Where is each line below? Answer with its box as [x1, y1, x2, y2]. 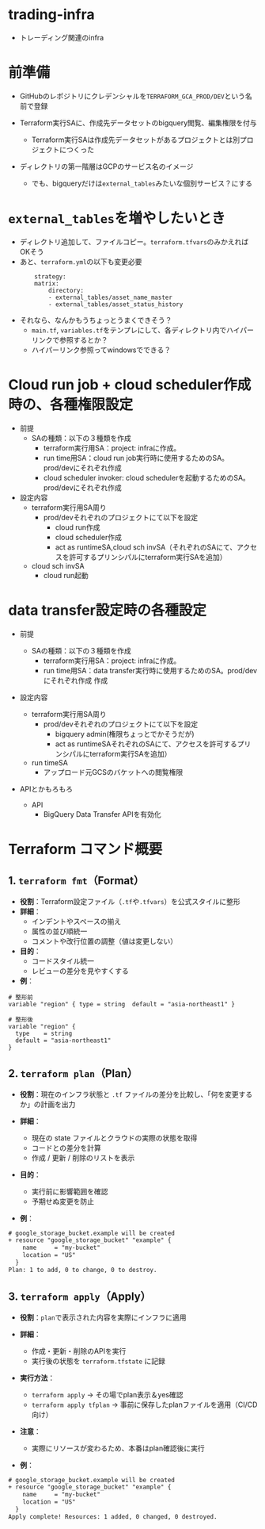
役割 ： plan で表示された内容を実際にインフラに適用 [19, 1312, 187, 1322]
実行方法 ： [19, 1373, 55, 1382]
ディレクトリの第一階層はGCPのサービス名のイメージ [19, 161, 194, 171]
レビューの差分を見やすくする [31, 966, 129, 975]
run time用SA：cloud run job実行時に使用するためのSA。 [43, 453, 229, 462]
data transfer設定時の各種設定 [8, 601, 207, 619]
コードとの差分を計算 [31, 1143, 101, 1152]
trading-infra [8, 6, 95, 24]
